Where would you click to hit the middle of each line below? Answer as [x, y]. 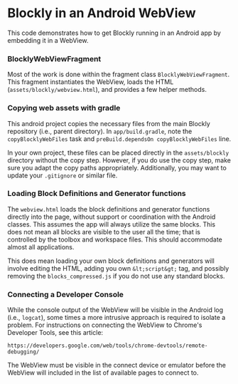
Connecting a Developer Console [66, 294]
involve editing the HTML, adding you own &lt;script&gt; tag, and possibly [118, 268]
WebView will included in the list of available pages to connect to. [103, 373]
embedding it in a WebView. [48, 40]
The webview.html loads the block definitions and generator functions [109, 209]
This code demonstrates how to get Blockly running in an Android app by [114, 33]
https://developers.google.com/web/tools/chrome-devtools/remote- [108, 346]
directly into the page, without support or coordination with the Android [112, 217]
